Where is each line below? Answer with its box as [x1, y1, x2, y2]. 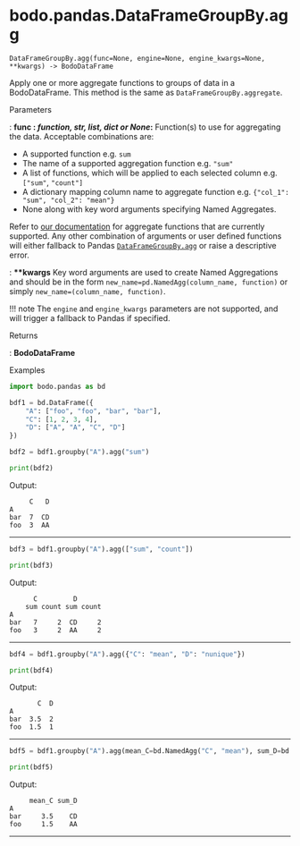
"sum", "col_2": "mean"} [21, 196, 115, 205]
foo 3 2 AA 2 [9, 625, 102, 635]
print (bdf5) [9, 763, 54, 772]
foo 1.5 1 [9, 723, 54, 732]
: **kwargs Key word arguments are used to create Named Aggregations [9, 266, 279, 277]
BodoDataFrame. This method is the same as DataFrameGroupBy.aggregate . [9, 87, 283, 97]
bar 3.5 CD [9, 812, 78, 821]
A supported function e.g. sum [21, 148, 131, 159]
